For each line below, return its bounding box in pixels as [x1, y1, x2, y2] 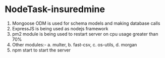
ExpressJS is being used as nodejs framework [12, 25, 108, 31]
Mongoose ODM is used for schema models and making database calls [12, 20, 160, 26]
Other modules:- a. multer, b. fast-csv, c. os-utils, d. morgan [12, 41, 137, 47]
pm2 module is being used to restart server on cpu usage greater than [12, 31, 158, 37]
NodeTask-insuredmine [5, 4, 105, 15]
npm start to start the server [12, 47, 71, 53]
